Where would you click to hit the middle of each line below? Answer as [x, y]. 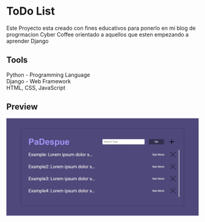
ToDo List [31, 11]
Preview [22, 107]
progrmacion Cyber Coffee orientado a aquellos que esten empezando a [98, 34]
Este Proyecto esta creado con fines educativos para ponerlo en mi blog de [101, 28]
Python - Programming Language [48, 75]
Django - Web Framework [39, 81]
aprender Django [27, 41]
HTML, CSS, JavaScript [36, 88]
